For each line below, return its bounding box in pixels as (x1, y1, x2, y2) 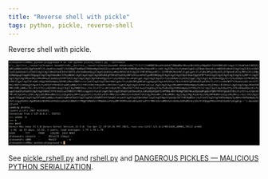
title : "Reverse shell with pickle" (8, 13, 130, 21)
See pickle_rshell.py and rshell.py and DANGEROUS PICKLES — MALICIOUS (8, 153, 259, 163)
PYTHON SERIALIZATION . (8, 162, 94, 172)
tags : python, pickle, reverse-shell (8, 21, 134, 30)
